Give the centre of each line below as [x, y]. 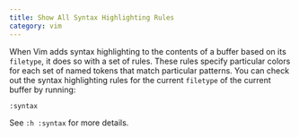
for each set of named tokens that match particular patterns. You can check [149, 70]
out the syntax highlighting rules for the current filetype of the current [140, 80]
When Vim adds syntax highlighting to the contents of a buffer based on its [148, 51]
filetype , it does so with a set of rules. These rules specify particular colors [150, 61]
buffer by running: [43, 90]
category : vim [36, 26]
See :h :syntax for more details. [69, 123]
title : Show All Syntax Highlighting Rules [92, 17]
